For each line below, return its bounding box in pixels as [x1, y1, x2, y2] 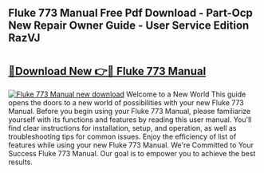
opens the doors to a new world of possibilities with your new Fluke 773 [8, 98, 245, 107]
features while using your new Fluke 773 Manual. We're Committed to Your [8, 140, 254, 150]
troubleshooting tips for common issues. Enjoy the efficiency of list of [8, 132, 237, 141]
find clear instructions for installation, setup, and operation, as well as [8, 124, 237, 132]
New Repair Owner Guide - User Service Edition [8, 19, 250, 33]
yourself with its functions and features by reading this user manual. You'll [8, 115, 252, 124]
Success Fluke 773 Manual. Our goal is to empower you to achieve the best [8, 149, 256, 158]
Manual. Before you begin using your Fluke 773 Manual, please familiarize [8, 107, 251, 116]
